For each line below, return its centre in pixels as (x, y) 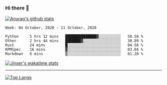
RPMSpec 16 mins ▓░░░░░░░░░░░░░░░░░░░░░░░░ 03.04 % (74, 50)
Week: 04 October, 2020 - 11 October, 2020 (51, 28)
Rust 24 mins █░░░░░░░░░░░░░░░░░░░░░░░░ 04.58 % (74, 45)
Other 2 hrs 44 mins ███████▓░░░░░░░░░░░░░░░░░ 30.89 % (74, 41)
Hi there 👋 (17, 8)
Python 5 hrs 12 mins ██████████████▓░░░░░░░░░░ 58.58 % (74, 37)
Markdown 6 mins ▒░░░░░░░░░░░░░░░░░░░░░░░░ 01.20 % (74, 54)
